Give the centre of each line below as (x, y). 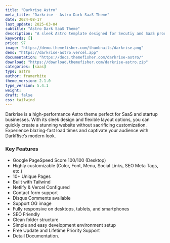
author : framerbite (26, 76)
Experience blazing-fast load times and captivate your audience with (77, 131)
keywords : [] (19, 39)
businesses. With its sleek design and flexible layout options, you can (77, 119)
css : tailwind (20, 100)
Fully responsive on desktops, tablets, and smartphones (71, 208)
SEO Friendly (26, 214)
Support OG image (32, 203)
